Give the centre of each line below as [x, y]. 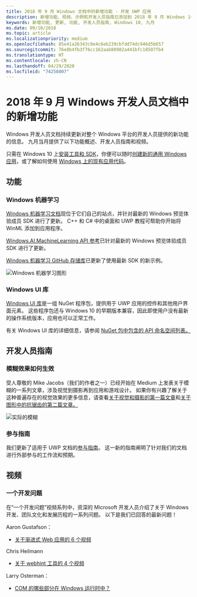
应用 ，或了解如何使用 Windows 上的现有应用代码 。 [67, 161]
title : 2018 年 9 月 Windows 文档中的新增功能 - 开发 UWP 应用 [79, 11]
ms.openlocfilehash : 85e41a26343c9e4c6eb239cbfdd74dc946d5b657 [85, 45]
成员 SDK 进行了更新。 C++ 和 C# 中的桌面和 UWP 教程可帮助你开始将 [96, 221]
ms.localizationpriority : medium [47, 39]
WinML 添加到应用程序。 [36, 228]
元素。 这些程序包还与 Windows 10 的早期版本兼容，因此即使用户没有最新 [100, 311]
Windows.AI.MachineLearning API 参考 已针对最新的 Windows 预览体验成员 [96, 240]
